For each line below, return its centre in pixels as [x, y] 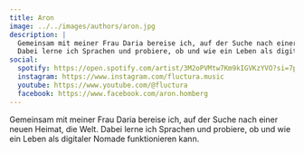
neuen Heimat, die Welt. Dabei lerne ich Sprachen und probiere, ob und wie [150, 129]
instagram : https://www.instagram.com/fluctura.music [121, 77]
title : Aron [32, 18]
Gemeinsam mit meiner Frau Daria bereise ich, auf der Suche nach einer [144, 120]
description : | [38, 34]
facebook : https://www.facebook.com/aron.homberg [113, 93]
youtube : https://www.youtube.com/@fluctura [103, 85]
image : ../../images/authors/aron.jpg [82, 26]
